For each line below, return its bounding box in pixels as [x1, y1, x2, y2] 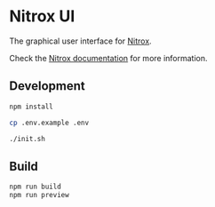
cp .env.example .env [9, 118, 90, 127]
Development [9, 78, 86, 94]
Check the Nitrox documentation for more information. [9, 52, 208, 63]
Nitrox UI [9, 6, 76, 27]
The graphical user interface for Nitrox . [9, 36, 153, 46]
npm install [9, 102, 53, 111]
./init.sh [9, 134, 46, 143]
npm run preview [9, 191, 69, 200]
